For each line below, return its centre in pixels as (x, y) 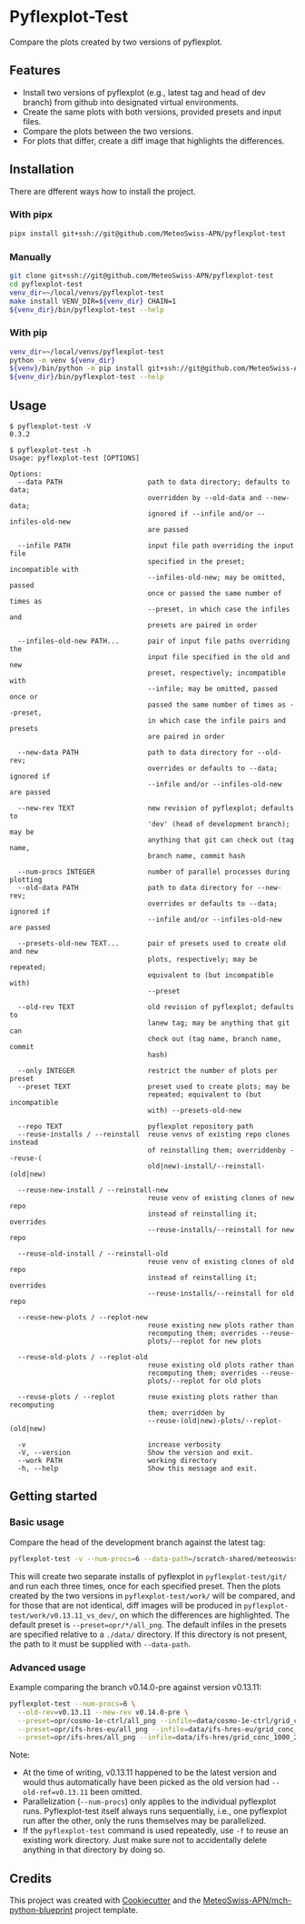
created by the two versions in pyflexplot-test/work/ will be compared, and (152, 1595)
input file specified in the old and (219, 657)
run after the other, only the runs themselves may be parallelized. (144, 1821)
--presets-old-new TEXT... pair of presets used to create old (152, 944)
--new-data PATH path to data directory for (136, 753)
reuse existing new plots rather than (221, 1326)
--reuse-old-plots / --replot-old (83, 1358)
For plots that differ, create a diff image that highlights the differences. (153, 140)
